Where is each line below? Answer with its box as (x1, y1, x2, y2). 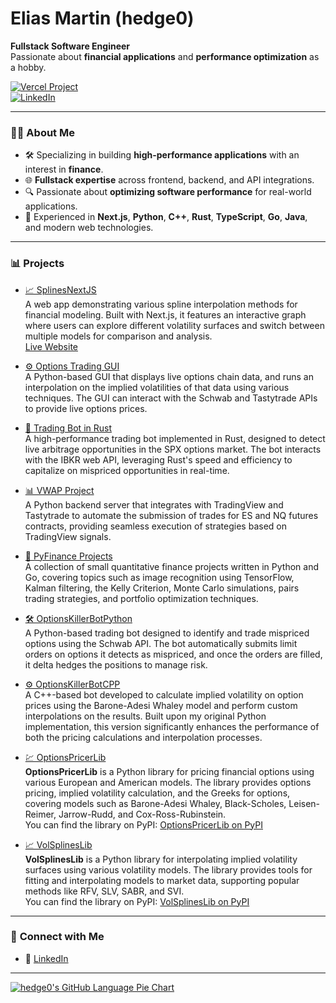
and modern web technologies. (24, 222, 154, 234)
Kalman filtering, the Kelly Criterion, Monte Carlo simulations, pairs (24, 582, 300, 594)
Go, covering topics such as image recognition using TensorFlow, (24, 571, 295, 583)
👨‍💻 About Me (10, 125, 75, 139)
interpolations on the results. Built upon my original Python (24, 710, 267, 722)
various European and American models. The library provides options (24, 776, 312, 788)
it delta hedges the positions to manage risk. (24, 658, 208, 671)
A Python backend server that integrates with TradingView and (24, 498, 284, 511)
